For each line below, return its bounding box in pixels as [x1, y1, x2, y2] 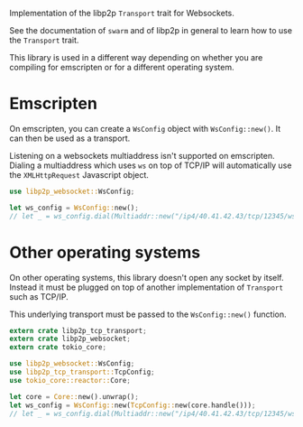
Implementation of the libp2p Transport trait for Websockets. [9, 8, 234, 18]
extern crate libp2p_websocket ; [9, 334, 131, 344]
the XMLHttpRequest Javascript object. [9, 169, 149, 180]
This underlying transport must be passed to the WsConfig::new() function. [9, 309, 287, 320]
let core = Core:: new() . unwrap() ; [9, 392, 140, 401]
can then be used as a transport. [9, 133, 131, 144]
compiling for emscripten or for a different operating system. [9, 62, 234, 72]
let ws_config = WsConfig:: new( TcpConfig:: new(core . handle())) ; [9, 401, 256, 410]
